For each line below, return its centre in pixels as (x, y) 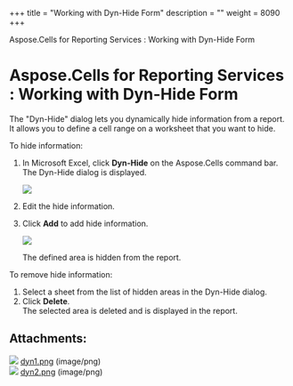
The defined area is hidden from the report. (102, 257)
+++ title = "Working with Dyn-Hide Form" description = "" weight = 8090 (145, 13)
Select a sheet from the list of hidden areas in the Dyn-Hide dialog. (144, 292)
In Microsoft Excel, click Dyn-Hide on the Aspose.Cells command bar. (150, 163)
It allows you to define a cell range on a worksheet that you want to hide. (142, 128)
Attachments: (48, 338)
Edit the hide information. (69, 206)
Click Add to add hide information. (85, 223)
